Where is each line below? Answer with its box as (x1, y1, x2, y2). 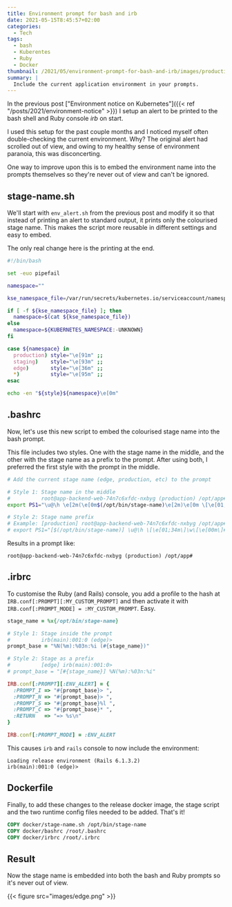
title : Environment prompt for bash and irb (7, 10, 137, 17)
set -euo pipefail (7, 270, 60, 277)
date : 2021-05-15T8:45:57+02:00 (7, 17, 100, 23)
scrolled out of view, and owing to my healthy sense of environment (7, 142, 200, 150)
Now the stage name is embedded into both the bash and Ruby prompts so (7, 871, 221, 880)
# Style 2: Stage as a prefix (7, 655, 95, 663)
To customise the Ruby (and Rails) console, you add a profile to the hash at (7, 589, 220, 598)
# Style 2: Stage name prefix (7, 514, 95, 521)
